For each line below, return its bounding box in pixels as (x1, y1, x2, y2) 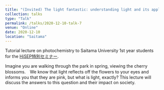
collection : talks (5, 12, 42, 17)
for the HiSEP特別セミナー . (5, 53, 59, 59)
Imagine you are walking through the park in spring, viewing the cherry (5, 63, 148, 69)
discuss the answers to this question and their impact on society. (5, 79, 136, 85)
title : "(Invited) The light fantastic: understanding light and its (5, 7, 150, 12)
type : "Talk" (5, 16, 32, 21)
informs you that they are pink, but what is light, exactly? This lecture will (5, 74, 151, 80)
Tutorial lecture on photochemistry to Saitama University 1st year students (5, 47, 154, 54)
